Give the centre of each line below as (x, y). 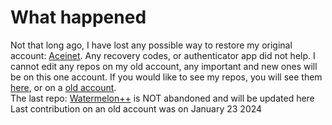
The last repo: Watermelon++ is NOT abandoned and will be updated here (162, 98)
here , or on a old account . (63, 87)
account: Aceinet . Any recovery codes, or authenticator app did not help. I (163, 55)
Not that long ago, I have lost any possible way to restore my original (151, 45)
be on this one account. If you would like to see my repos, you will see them (166, 77)
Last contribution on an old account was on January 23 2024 (136, 108)
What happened (78, 17)
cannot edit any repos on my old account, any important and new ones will (164, 66)
